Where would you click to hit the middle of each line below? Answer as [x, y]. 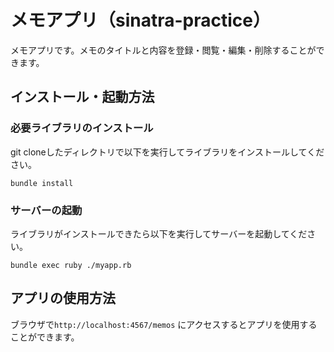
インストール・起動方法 [82, 97]
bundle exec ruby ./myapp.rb [71, 265]
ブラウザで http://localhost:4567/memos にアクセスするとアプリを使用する [164, 324]
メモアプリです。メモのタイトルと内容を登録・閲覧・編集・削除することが [163, 50]
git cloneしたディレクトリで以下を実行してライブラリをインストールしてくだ [167, 152]
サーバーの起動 [46, 210]
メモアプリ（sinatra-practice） [140, 20]
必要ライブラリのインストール [82, 128]
